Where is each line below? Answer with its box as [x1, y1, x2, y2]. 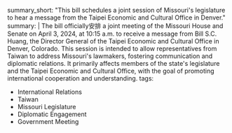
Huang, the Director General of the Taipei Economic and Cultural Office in [7, 37, 219, 45]
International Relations [17, 87, 83, 96]
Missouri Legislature [17, 103, 76, 111]
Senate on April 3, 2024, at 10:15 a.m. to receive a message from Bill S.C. [7, 29, 217, 38]
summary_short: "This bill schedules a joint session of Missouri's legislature [7, 6, 226, 14]
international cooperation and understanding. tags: [7, 74, 154, 83]
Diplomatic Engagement [17, 110, 87, 118]
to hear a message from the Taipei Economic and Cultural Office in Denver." [7, 13, 226, 22]
